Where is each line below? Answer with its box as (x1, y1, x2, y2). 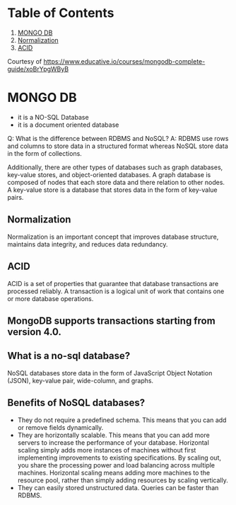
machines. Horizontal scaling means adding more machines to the (17, 468, 211, 477)
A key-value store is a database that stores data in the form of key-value (7, 186, 218, 194)
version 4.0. (7, 326, 62, 338)
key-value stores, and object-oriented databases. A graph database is (7, 170, 211, 178)
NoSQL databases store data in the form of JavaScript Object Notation (7, 368, 213, 377)
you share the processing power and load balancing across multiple (17, 460, 216, 469)
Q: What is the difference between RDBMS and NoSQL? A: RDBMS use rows (7, 134, 229, 142)
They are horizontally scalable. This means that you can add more (17, 431, 210, 439)
